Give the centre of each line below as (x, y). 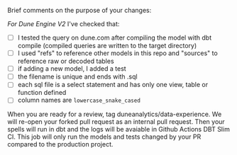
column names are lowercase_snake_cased (79, 100)
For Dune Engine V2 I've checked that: (64, 24)
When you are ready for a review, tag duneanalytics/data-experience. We (115, 114)
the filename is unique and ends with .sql (77, 76)
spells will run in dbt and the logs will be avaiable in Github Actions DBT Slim (119, 130)
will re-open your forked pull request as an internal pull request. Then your (116, 122)
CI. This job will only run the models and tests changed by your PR (104, 137)
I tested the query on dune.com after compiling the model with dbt (114, 38)
